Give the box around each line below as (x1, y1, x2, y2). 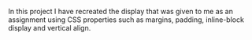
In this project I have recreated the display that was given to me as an (8, 7, 234, 16)
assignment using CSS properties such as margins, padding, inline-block (8, 15, 244, 24)
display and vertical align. (8, 24, 91, 32)
